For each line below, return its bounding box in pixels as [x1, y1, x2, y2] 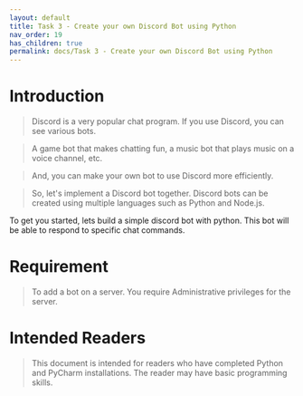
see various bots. [31, 126, 97, 137]
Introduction [9, 86, 105, 107]
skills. [31, 377, 53, 388]
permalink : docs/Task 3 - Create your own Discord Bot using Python [9, 47, 273, 56]
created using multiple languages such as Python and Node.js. [31, 198, 265, 208]
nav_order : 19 [9, 30, 63, 39]
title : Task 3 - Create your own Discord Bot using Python [9, 22, 237, 31]
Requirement [9, 256, 109, 277]
